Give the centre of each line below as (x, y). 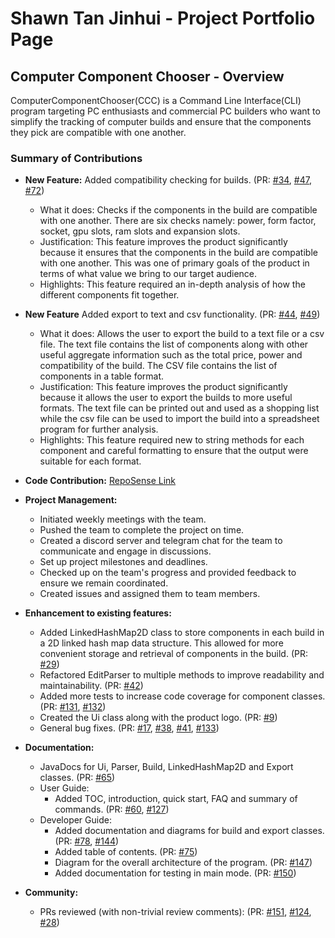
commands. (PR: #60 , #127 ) (112, 809)
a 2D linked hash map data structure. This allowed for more (161, 643)
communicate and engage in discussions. (125, 551)
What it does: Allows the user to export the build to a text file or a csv (182, 334)
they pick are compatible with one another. (98, 132)
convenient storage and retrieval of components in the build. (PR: (174, 654)
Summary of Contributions (76, 158)
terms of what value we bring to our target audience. (148, 274)
